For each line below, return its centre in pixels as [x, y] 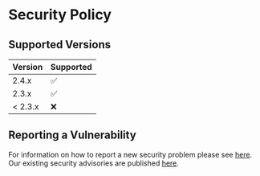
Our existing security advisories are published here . [93, 163]
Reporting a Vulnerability [72, 135]
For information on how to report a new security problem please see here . [130, 154]
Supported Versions [59, 45]
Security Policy [60, 15]
